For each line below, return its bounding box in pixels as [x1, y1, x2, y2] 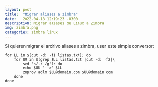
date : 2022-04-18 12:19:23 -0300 [5, 16, 78, 21]
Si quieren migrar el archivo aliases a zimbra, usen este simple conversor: [5, 43, 154, 49]
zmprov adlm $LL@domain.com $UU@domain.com [23, 70, 113, 75]
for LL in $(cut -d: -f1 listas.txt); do [5, 53, 91, 58]
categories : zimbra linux [5, 30, 58, 35]
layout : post [5, 7, 32, 12]
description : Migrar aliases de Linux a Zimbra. [5, 21, 106, 26]
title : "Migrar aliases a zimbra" [5, 12, 78, 17]
